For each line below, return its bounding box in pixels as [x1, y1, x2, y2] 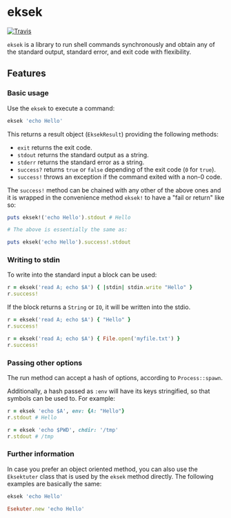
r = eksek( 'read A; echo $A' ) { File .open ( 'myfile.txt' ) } [7, 335, 181, 342]
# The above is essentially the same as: [7, 226, 128, 233]
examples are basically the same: [7, 479, 102, 488]
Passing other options [7, 358, 83, 368]
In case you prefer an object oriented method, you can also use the [7, 465, 198, 473]
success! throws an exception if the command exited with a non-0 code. [17, 172, 223, 181]
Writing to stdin [7, 255, 61, 265]
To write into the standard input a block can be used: [7, 270, 157, 279]
